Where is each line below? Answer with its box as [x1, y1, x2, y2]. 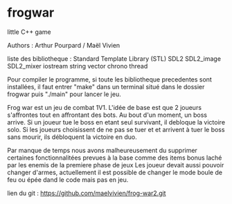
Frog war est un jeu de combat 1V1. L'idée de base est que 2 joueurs [7, 103, 202, 111]
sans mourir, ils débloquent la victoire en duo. [7, 133, 137, 141]
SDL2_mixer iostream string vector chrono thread [7, 62, 148, 70]
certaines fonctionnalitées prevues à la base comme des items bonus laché [7, 154, 222, 162]
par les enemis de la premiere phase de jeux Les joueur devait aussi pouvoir [7, 160, 224, 169]
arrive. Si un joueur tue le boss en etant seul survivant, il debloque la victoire [7, 118, 226, 126]
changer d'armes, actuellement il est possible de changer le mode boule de [7, 168, 223, 176]
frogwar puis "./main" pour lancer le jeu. [7, 90, 121, 98]
